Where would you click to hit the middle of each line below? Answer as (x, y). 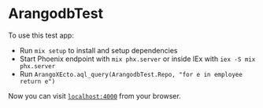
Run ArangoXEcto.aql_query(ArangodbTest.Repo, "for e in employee (131, 74)
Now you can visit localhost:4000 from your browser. (94, 95)
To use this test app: (41, 35)
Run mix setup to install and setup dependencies (98, 50)
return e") (37, 81)
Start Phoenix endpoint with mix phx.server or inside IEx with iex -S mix (137, 59)
